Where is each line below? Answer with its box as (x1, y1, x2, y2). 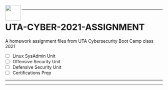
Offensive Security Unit (12, 59, 61, 64)
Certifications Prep (12, 70, 51, 76)
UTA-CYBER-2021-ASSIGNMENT (5, 22, 145, 33)
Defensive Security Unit (12, 64, 61, 70)
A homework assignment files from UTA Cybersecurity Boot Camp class (5, 38, 154, 44)
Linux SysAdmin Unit (12, 53, 56, 59)
